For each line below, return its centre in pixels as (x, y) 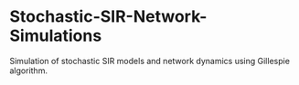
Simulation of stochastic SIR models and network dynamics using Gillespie (150, 61)
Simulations (56, 36)
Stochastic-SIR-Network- (108, 17)
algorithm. (29, 71)
